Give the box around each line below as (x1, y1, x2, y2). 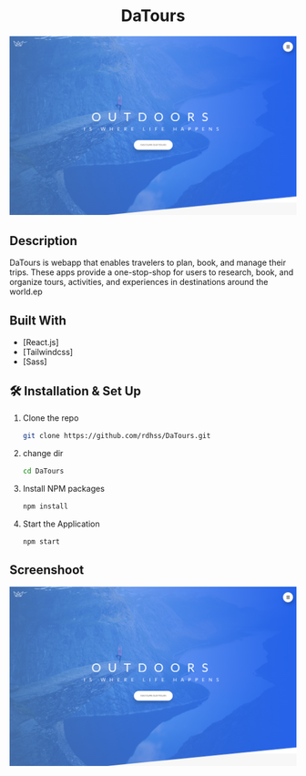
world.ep (9, 286, 43, 297)
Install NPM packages (22, 483, 105, 494)
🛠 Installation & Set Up (9, 383, 141, 399)
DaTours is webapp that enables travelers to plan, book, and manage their (9, 257, 287, 269)
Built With (9, 312, 66, 328)
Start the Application (22, 518, 100, 529)
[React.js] (22, 337, 59, 348)
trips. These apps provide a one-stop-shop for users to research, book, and (9, 267, 294, 278)
